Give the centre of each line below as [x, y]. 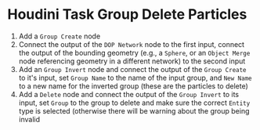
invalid [29, 119]
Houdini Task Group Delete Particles [127, 14]
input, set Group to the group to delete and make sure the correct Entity [134, 103]
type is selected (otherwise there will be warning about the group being [134, 110]
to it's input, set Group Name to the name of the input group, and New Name [135, 78]
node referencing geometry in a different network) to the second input [132, 61]
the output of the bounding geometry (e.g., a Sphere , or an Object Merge [134, 52]
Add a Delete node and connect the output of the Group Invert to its [129, 94]
